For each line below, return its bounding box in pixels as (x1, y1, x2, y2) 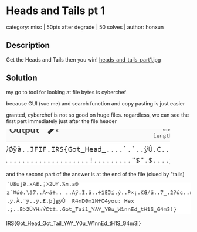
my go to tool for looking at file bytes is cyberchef (6, 88, 127, 95)
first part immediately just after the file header (6, 117, 117, 124)
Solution (6, 73, 38, 83)
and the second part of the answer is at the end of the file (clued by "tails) (6, 170, 185, 178)
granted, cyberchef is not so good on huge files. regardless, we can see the (6, 111, 189, 118)
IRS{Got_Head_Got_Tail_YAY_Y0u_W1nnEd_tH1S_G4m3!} (6, 220, 141, 227)
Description (6, 40, 50, 50)
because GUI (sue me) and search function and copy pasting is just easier (6, 100, 185, 107)
